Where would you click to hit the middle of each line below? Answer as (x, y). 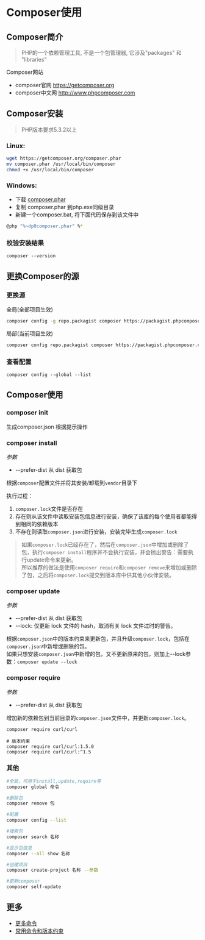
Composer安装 (35, 114)
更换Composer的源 (43, 276)
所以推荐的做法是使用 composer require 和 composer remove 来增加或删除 (109, 567)
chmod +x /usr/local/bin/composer (50, 169)
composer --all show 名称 (38, 853)
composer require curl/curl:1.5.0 (50, 746)
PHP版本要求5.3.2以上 (49, 129)
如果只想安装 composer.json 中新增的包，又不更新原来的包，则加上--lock (96, 654)
